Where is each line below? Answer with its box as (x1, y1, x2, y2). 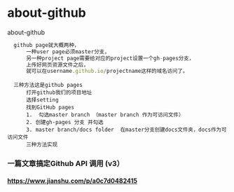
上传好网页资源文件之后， (25, 61, 89, 68)
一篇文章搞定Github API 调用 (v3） (7, 159, 125, 169)
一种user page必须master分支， (25, 48, 110, 55)
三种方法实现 (25, 142, 58, 149)
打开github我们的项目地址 (25, 89, 92, 96)
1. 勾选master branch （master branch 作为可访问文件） (25, 111, 184, 118)
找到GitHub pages (25, 104, 75, 111)
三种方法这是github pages (13, 82, 83, 89)
